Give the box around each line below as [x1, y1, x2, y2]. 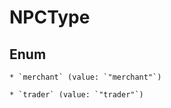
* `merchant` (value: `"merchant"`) [9, 72, 162, 82]
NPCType [9, 6, 91, 29]
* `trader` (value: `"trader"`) [9, 90, 144, 100]
